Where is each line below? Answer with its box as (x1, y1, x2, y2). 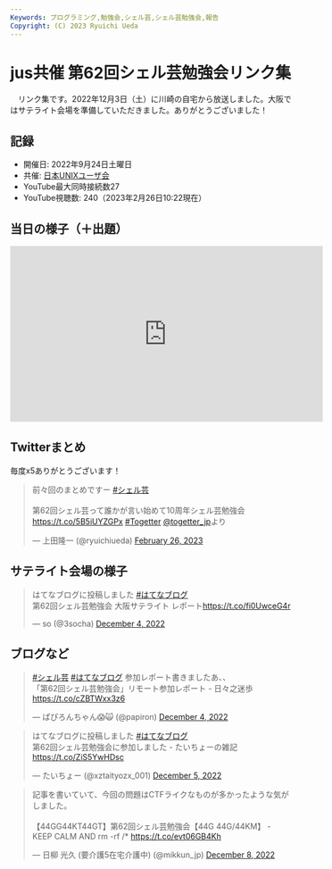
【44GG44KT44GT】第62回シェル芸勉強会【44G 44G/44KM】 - (31, 821, 271, 831)
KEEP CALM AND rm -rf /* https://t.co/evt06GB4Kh (31, 831, 221, 841)
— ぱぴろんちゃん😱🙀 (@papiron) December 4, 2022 (31, 711, 228, 722)
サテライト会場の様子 (10, 564, 128, 579)
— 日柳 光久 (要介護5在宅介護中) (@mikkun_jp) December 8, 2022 (31, 849, 276, 860)
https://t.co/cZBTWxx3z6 (31, 693, 126, 704)
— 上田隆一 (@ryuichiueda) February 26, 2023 (31, 535, 203, 546)
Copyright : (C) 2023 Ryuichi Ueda (10, 21, 139, 30)
